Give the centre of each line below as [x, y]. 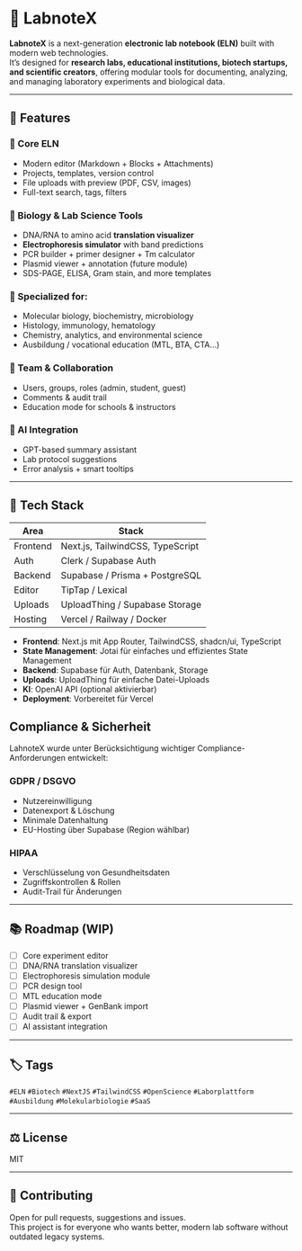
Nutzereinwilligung [57, 800]
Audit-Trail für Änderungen [72, 892]
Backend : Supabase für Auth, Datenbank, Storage [115, 670]
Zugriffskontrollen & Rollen [71, 882]
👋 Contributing [51, 1196]
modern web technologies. [59, 52]
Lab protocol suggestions [70, 459]
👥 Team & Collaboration [62, 368]
